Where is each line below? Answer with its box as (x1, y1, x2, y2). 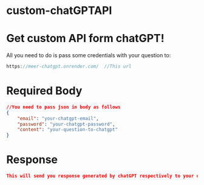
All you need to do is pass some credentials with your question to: (6, 52, 171, 59)
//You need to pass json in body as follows (6, 104, 121, 110)
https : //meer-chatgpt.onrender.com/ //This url (6, 63, 132, 70)
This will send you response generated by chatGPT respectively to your (6, 173, 194, 180)
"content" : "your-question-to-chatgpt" (17, 127, 118, 133)
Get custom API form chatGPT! (6, 32, 165, 46)
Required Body (6, 84, 83, 98)
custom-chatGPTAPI (6, 4, 112, 18)
